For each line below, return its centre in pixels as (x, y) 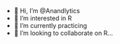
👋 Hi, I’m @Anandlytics (47, 11)
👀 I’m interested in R (43, 18)
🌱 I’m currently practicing (51, 25)
